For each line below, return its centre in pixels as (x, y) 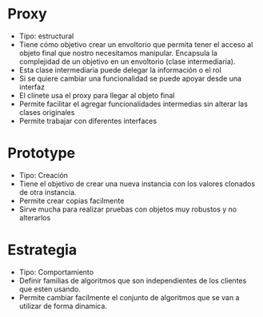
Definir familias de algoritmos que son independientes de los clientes (133, 280)
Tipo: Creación (44, 175)
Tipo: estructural (46, 36)
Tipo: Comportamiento (56, 271)
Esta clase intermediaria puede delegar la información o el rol (120, 69)
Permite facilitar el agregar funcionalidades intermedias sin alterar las (133, 104)
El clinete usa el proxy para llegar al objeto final (97, 95)
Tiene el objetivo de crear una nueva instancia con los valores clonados (137, 184)
